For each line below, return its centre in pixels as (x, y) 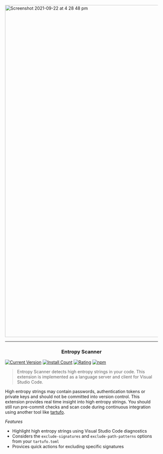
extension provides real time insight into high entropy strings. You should (78, 402)
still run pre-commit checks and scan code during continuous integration (78, 407)
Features (14, 422)
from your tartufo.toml (35, 441)
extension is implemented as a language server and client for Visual (84, 377)
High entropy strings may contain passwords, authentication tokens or (75, 392)
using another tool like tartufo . (35, 412)
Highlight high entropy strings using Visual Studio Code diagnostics (79, 431)
